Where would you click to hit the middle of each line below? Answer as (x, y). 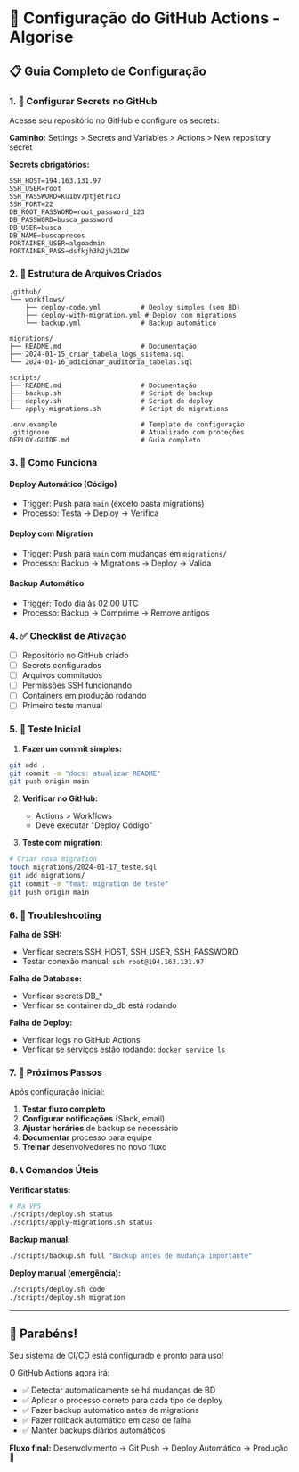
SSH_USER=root (36, 188)
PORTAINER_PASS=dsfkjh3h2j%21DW (69, 251)
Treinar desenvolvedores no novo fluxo (94, 1147)
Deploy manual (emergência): (65, 1273)
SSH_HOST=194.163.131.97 (55, 181)
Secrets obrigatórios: (49, 164)
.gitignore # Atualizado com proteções (127, 433)
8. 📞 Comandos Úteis (54, 1170)
